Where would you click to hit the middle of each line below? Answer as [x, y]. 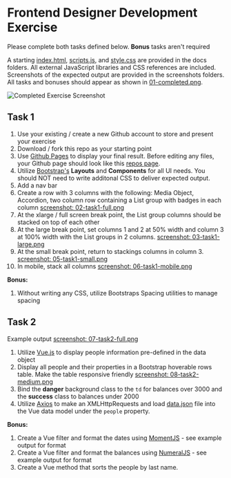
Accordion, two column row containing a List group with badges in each [119, 200]
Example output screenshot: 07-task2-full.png [73, 339]
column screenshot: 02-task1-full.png [71, 207]
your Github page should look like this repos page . [89, 163]
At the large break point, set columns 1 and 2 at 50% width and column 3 [120, 229]
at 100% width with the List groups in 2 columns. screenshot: [104, 237]
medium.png [35, 381]
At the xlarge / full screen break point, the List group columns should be [119, 214]
